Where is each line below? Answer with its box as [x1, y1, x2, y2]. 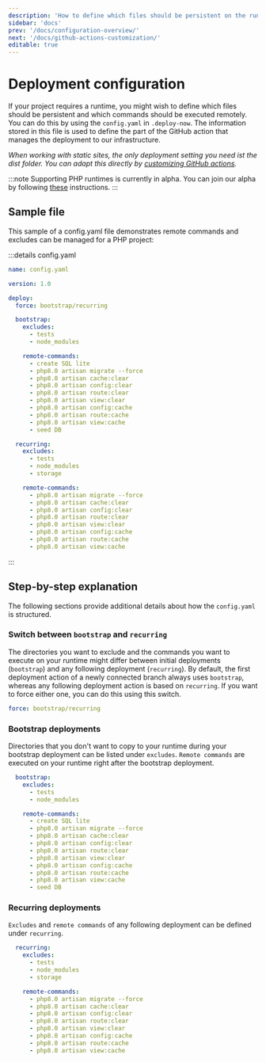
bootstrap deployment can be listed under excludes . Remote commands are [8, 750, 245, 759]
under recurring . [8, 928, 63, 938]
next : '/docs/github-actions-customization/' [8, 33, 161, 42]
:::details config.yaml [8, 250, 77, 260]
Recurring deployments [8, 902, 101, 913]
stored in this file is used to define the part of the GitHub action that [8, 127, 229, 136]
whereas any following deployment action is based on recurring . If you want [8, 680, 258, 690]
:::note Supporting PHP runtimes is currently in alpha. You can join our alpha [8, 174, 256, 184]
